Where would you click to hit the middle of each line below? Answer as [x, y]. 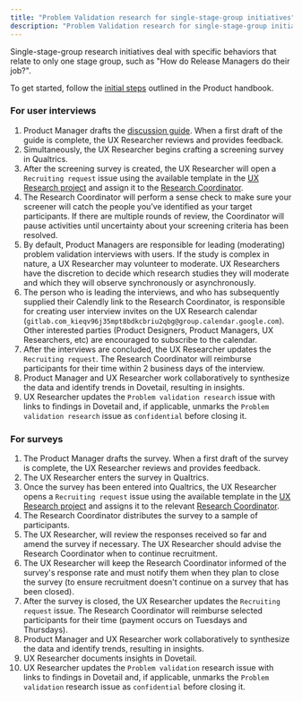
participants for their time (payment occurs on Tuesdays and [135, 620]
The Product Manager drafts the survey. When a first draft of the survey [156, 458]
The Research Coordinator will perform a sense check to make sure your [157, 197]
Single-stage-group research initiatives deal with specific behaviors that [143, 51]
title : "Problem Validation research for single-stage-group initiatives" [153, 17]
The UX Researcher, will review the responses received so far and [145, 534]
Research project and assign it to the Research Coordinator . [133, 187]
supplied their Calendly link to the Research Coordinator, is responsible [154, 302]
